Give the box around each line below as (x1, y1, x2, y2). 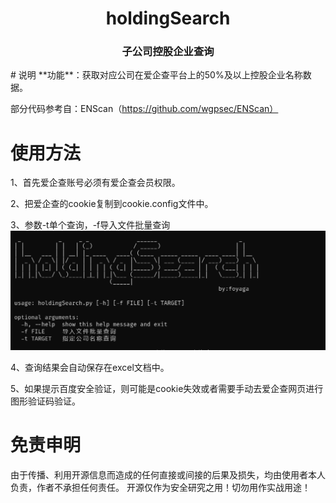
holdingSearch (105, 7, 231, 30)
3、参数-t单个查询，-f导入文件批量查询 (10, 219, 171, 231)
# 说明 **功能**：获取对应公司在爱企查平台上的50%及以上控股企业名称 (10, 69, 303, 81)
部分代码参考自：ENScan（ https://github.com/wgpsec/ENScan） (10, 103, 279, 115)
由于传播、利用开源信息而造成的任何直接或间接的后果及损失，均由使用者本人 (10, 468, 326, 481)
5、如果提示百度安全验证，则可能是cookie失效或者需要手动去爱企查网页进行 (10, 383, 324, 395)
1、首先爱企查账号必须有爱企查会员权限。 (10, 177, 181, 189)
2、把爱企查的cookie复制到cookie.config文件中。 (10, 198, 214, 210)
